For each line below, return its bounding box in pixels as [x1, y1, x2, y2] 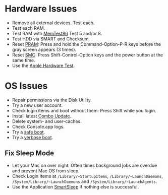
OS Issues [5, 80, 48, 92]
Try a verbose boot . [12, 134, 53, 140]
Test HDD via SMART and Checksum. [12, 36, 90, 42]
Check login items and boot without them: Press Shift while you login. [12, 107, 156, 113]
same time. [12, 57, 35, 63]
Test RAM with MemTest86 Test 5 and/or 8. [12, 30, 102, 36]
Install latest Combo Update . [12, 113, 72, 119]
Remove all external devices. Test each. [12, 20, 95, 26]
